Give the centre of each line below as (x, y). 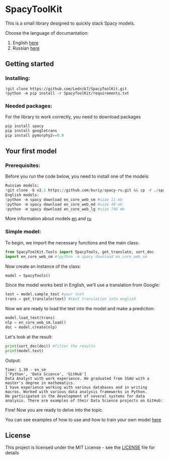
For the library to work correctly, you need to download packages (73, 116)
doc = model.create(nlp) (31, 327)
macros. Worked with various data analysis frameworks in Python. (76, 391)
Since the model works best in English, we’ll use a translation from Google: (82, 285)
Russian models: (22, 186)
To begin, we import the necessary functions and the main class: (72, 242)
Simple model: (23, 232)
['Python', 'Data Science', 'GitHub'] (46, 374)
